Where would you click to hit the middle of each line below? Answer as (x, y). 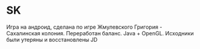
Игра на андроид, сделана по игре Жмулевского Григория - (84, 27)
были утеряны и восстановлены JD (52, 39)
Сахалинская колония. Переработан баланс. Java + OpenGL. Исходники (100, 33)
